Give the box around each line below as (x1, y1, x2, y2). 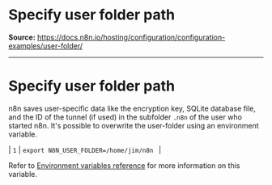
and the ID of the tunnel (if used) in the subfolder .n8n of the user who (8, 111, 243, 122)
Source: (8, 32, 36, 42)
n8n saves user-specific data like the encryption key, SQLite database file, (8, 103, 257, 113)
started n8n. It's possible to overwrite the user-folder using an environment (8, 120, 259, 130)
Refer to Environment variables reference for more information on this (8, 160, 240, 170)
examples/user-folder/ (8, 40, 83, 50)
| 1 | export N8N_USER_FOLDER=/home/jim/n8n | (8, 145, 162, 154)
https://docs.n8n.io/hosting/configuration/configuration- (37, 32, 226, 42)
